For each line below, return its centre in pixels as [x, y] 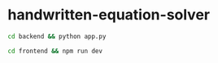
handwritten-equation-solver [109, 15]
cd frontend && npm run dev [55, 51]
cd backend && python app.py [57, 36]
